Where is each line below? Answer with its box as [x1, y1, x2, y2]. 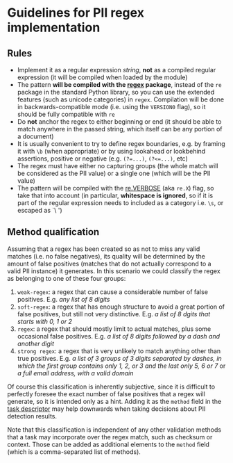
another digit [17, 339, 54, 348]
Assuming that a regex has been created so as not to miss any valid [7, 245, 200, 253]
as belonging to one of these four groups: [7, 274, 126, 282]
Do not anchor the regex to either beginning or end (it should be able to [17, 117, 222, 126]
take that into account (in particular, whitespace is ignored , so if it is [17, 191, 214, 200]
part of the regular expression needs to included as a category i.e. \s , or [17, 199, 224, 206]
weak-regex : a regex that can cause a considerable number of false [17, 287, 208, 296]
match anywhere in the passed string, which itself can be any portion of [17, 125, 223, 133]
